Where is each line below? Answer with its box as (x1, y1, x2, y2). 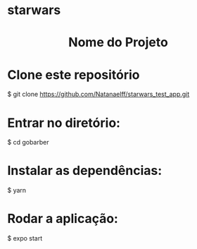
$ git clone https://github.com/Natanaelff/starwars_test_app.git (7, 90, 190, 99)
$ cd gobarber (7, 138, 49, 147)
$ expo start (7, 234, 43, 243)
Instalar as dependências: (7, 163, 163, 178)
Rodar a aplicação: (7, 211, 118, 227)
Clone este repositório (7, 66, 140, 83)
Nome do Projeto (68, 35, 169, 51)
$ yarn (7, 186, 27, 195)
